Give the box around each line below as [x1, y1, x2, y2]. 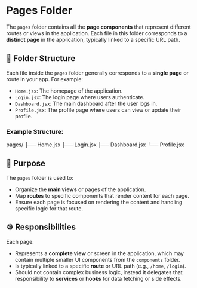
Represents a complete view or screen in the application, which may [14, 249, 184, 257]
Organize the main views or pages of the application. [14, 186, 146, 193]
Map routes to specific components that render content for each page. [14, 192, 190, 199]
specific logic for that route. [14, 204, 84, 212]
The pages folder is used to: [6, 174, 73, 181]
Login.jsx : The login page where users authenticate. [14, 93, 145, 100]
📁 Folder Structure [6, 53, 76, 63]
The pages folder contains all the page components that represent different [6, 23, 191, 30]
